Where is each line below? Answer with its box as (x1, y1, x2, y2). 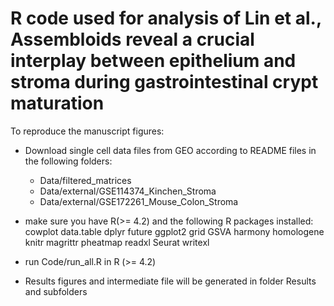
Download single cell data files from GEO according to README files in (24, 144, 317, 156)
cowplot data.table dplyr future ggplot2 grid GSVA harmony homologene (24, 225, 325, 237)
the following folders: (24, 155, 113, 167)
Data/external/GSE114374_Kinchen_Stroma (39, 185, 217, 197)
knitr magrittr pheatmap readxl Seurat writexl (24, 236, 210, 248)
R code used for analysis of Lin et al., (10, 7, 322, 30)
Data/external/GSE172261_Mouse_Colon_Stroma (39, 195, 239, 207)
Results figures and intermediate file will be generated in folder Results (24, 275, 317, 287)
